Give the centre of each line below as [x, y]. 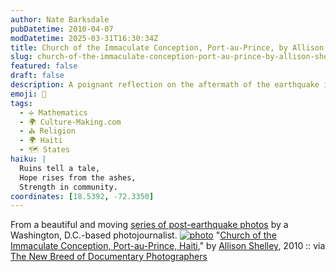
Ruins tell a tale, [60, 168]
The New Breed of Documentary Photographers [109, 257]
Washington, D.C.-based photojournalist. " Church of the [143, 235]
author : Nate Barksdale [60, 19]
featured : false [44, 66]
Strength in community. [68, 187]
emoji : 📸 [28, 94]
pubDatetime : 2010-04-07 [62, 29]
